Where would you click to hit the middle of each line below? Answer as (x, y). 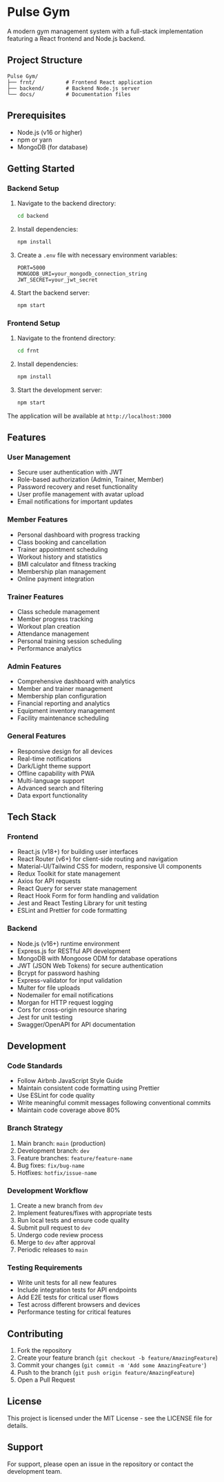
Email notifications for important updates (75, 501)
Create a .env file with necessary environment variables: (97, 255)
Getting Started (41, 168)
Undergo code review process (60, 1234)
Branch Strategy (35, 1128)
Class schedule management (58, 612)
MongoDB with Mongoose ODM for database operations (97, 958)
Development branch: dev (53, 1150)
